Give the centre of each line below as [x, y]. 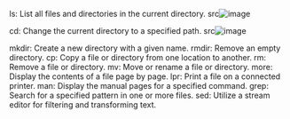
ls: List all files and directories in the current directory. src [114, 14]
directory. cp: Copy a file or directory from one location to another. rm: [138, 57]
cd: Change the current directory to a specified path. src [112, 31]
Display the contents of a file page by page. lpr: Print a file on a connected [145, 76]
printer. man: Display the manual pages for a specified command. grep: [139, 86]
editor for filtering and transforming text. [83, 105]
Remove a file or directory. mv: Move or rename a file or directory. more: [141, 67]
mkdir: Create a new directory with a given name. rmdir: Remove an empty [145, 48]
